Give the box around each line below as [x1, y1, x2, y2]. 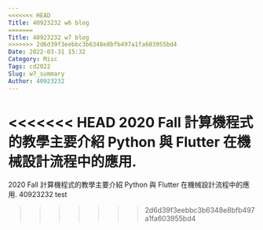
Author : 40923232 [8, 77, 65, 85]
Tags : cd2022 [8, 63, 51, 71]
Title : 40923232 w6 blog [8, 19, 89, 27]
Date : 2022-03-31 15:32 [8, 48, 86, 56]
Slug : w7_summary [8, 70, 65, 78]
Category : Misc [8, 56, 58, 64]
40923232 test [18, 190, 68, 199]
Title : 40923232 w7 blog [8, 33, 89, 42]
